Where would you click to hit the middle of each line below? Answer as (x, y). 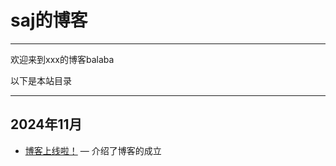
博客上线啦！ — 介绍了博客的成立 (93, 150)
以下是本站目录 (41, 80)
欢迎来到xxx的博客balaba (62, 59)
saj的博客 (49, 20)
